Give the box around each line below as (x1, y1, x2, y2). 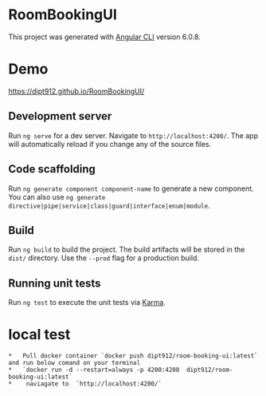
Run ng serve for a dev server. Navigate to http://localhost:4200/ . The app (8, 130, 259, 141)
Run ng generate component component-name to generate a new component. (8, 184, 255, 193)
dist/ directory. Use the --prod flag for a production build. (8, 253, 199, 263)
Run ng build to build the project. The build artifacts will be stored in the (8, 245, 245, 255)
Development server (8, 109, 112, 123)
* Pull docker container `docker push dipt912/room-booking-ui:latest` (8, 352, 259, 360)
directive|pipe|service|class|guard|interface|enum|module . (8, 200, 210, 210)
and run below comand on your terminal (8, 359, 141, 367)
